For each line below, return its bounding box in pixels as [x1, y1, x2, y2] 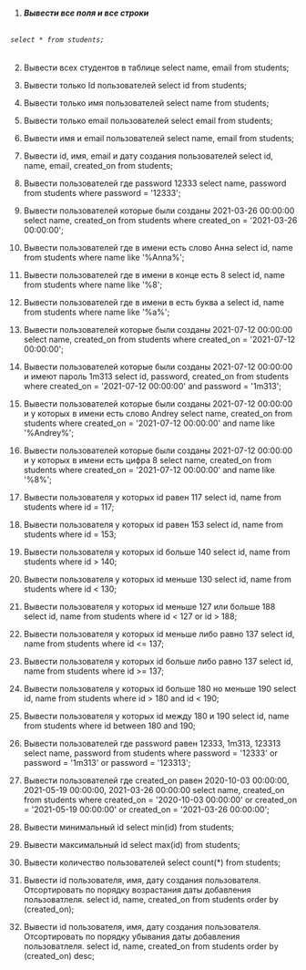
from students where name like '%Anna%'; [23, 252, 185, 263]
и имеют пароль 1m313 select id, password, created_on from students [23, 370, 290, 382]
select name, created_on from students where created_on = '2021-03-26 [23, 214, 298, 225]
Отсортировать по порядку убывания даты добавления [23, 931, 240, 942]
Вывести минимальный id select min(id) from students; [23, 821, 235, 832]
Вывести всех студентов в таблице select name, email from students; [23, 62, 290, 73]
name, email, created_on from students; [23, 160, 173, 170]
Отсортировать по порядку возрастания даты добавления [23, 884, 251, 895]
